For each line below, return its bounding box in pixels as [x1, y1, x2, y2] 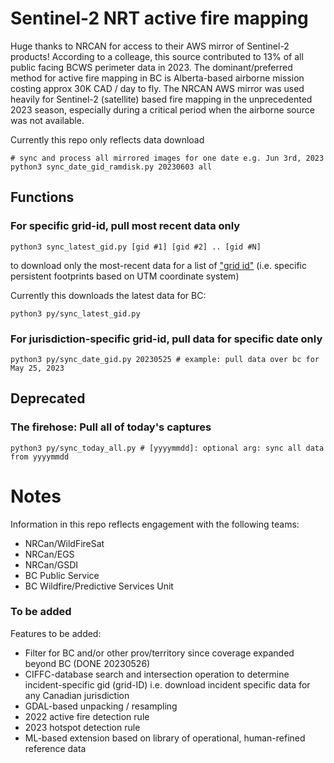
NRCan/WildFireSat [24, 537, 105, 549]
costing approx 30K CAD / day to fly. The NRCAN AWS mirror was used [10, 82, 305, 94]
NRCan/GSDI [24, 558, 79, 571]
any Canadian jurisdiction [24, 689, 130, 701]
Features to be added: [10, 627, 102, 639]
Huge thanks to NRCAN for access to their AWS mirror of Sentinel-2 [10, 40, 290, 52]
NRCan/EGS [24, 548, 75, 560]
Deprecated [10, 390, 86, 407]
